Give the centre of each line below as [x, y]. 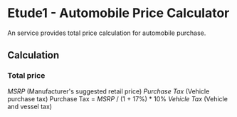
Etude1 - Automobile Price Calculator [118, 13]
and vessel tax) [30, 106]
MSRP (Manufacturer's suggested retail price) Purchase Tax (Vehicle [109, 91]
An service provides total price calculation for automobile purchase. [107, 33]
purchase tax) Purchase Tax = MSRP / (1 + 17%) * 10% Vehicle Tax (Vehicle [117, 98]
